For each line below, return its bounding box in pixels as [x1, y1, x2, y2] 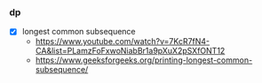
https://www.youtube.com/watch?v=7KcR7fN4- [35, 36, 210, 47]
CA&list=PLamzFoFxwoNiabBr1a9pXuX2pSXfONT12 [35, 46, 226, 57]
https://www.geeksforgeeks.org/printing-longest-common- [35, 55, 253, 65]
